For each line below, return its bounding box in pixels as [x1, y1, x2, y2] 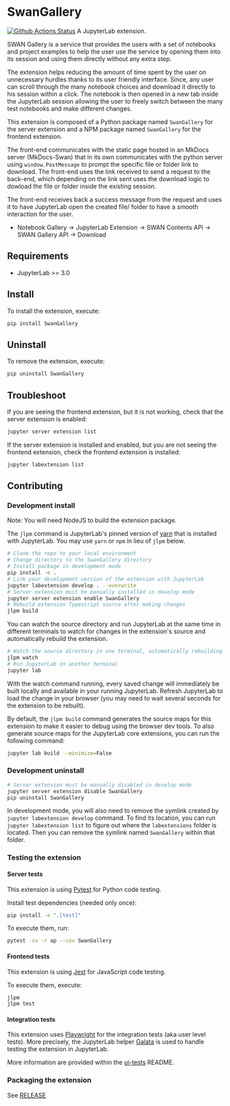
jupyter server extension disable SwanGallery [7, 788, 143, 795]
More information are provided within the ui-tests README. [7, 1058, 174, 1067]
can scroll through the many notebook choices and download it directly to [7, 82, 216, 91]
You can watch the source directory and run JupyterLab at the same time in [7, 620, 221, 628]
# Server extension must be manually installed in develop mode [7, 588, 195, 596]
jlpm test [7, 1000, 36, 1007]
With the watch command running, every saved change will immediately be [7, 679, 220, 687]
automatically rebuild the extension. [7, 635, 108, 643]
